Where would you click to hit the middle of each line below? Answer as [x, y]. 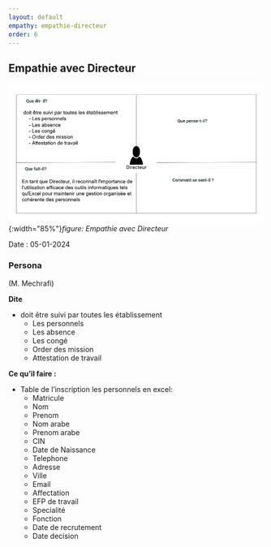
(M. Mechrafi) [31, 283]
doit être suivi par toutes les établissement [91, 314]
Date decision [55, 536]
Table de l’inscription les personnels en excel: [96, 389]
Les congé [50, 340]
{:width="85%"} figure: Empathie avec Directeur [88, 229]
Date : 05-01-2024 [39, 244]
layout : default [36, 17]
